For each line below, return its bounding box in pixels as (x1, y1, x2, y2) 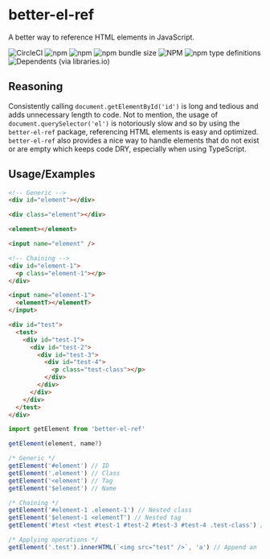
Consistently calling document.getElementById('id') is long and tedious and (8, 101, 259, 110)
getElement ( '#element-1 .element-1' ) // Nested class (8, 506, 193, 515)
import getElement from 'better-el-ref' (8, 425, 146, 433)
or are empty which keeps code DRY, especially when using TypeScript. (8, 143, 247, 154)
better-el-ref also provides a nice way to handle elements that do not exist (8, 135, 260, 145)
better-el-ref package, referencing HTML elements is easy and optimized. (8, 126, 259, 136)
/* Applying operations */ (8, 536, 99, 545)
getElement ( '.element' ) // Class (8, 469, 121, 477)
